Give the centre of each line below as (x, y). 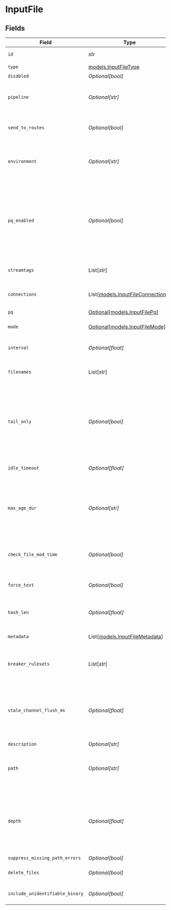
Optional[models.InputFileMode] (127, 327)
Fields (15, 28)
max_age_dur (22, 508)
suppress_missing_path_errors (45, 858)
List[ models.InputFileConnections (129, 294)
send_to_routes (26, 127)
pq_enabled (21, 221)
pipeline (18, 97)
